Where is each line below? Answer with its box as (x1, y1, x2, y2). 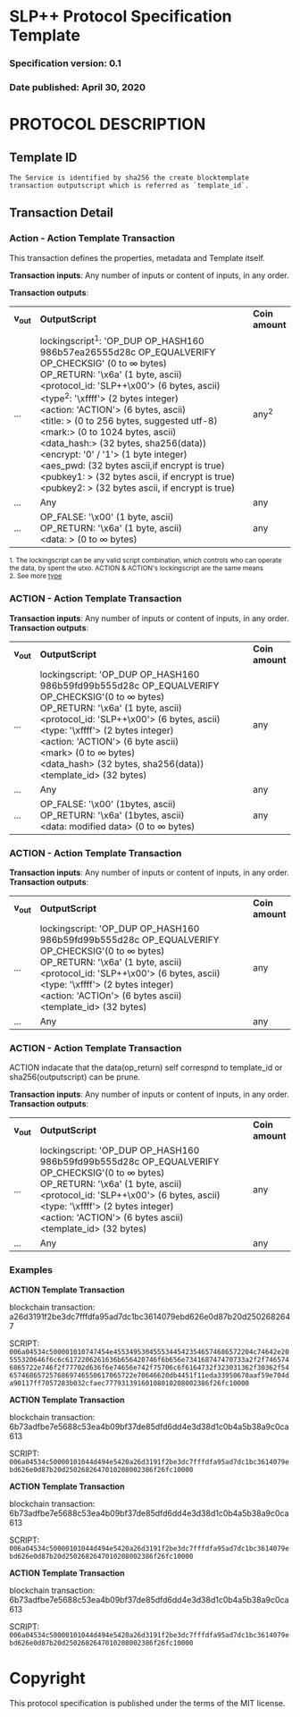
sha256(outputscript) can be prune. (9, 1072, 141, 1082)
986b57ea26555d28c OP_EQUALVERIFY (39, 346, 216, 358)
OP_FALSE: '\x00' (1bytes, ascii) (39, 797, 177, 810)
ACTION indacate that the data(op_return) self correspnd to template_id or (9, 1062, 283, 1073)
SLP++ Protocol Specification (9, 6, 232, 27)
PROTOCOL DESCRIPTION (9, 114, 206, 135)
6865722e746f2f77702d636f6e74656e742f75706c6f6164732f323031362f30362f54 (9, 1363, 290, 1372)
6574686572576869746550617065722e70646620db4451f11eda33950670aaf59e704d (9, 1370, 290, 1380)
